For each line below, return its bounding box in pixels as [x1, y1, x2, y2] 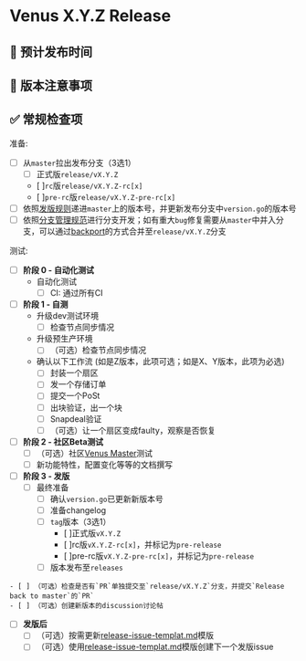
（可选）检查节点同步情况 [49, 344, 147, 356]
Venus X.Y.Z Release [9, 5, 172, 26]
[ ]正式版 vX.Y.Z [63, 528, 121, 539]
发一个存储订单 [49, 379, 107, 390]
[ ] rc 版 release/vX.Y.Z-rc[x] [36, 180, 143, 191]
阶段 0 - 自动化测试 [22, 265, 94, 276]
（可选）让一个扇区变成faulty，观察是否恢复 [49, 425, 216, 435]
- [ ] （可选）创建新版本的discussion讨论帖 [9, 602, 164, 611]
